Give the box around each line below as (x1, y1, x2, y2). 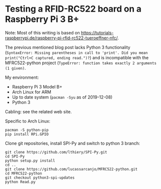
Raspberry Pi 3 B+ (5, 14, 79, 25)
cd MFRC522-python (5, 171, 42, 176)
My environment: (5, 74, 39, 80)
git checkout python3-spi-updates (5, 175, 75, 180)
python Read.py (5, 179, 36, 184)
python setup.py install (5, 158, 55, 163)
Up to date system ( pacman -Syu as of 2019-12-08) (12, 94, 113, 100)
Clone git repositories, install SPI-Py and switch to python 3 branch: (5, 140, 141, 146)
